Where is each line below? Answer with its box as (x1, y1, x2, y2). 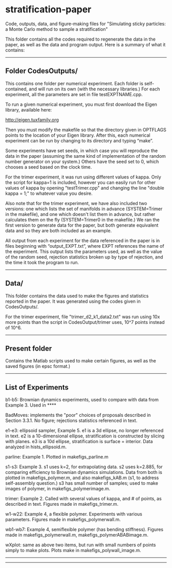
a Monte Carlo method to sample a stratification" (5, 26, 109, 32)
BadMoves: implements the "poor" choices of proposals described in (5, 412, 151, 418)
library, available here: (5, 106, 52, 113)
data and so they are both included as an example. (5, 227, 112, 233)
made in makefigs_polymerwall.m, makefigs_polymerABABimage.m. (5, 532, 148, 538)
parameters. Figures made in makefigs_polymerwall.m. (5, 517, 121, 523)
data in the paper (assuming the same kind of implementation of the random (5, 153, 166, 159)
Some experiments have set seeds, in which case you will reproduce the (5, 148, 158, 154)
